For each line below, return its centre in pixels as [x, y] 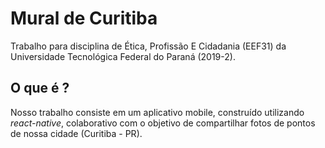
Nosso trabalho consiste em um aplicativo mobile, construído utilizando [157, 112]
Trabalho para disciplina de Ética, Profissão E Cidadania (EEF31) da [148, 46]
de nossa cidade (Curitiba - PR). [76, 133]
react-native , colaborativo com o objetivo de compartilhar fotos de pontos [163, 123]
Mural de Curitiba [84, 18]
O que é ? [40, 88]
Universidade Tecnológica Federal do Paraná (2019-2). [123, 56]
